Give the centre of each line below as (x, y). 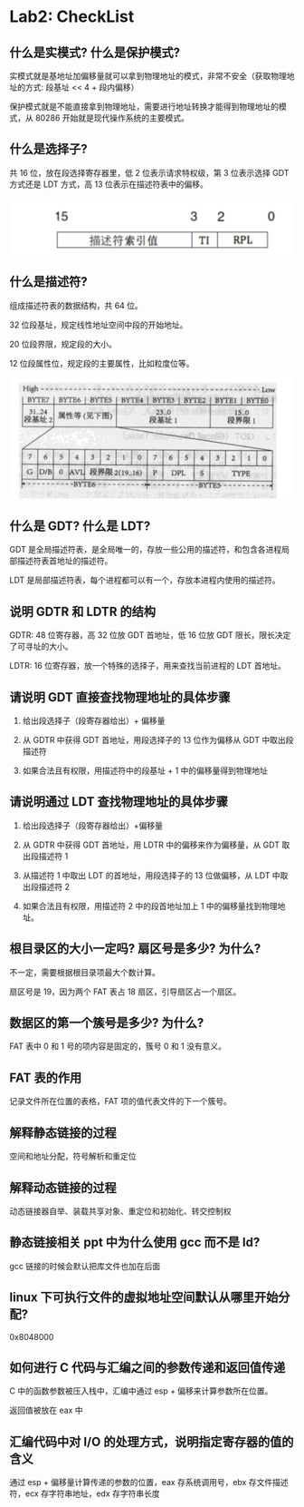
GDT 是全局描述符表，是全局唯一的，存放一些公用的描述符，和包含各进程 (146, 550)
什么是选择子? (48, 149)
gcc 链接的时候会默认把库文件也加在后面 (85, 1266)
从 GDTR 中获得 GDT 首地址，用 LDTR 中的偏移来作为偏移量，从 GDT (151, 845)
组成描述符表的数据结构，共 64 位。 (76, 305)
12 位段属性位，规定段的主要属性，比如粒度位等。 (102, 363)
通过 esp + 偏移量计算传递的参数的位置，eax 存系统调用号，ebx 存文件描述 (149, 1483)
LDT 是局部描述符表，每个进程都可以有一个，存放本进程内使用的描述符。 (145, 580)
